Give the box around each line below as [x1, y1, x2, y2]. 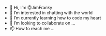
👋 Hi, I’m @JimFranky [9, 5, 52, 10]
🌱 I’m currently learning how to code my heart [9, 15, 101, 20]
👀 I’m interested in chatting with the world [9, 10, 93, 16]
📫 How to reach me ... [9, 26, 55, 31]
